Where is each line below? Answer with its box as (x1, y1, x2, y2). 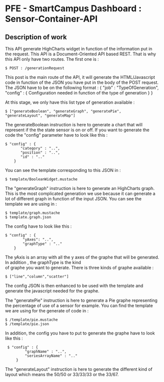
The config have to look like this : (5, 223, 72, 229)
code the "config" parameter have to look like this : (5, 132, 108, 138)
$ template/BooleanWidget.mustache (5, 177, 78, 182)
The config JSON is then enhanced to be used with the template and (5, 283, 143, 288)
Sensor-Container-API (5, 13, 98, 24)
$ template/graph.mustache (5, 211, 60, 215)
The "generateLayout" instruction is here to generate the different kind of (5, 366, 153, 372)
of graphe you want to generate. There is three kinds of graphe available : (5, 265, 154, 270)
